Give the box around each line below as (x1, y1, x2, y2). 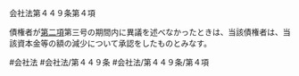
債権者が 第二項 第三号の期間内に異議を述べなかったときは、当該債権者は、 (9, 27, 283, 38)
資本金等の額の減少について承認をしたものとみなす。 (16, 38, 212, 48)
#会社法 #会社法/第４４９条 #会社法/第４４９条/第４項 (9, 57, 210, 67)
